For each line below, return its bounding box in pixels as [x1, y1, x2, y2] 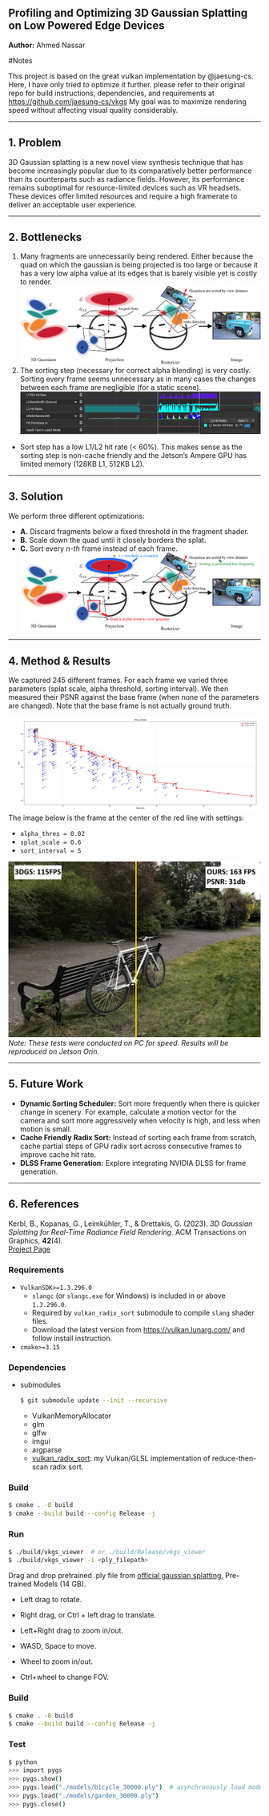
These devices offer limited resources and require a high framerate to [8, 191, 238, 201]
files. [31, 1316, 49, 1326]
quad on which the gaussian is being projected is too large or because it [19, 260, 259, 270]
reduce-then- [211, 1453, 257, 1464]
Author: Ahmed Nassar [8, 40, 86, 50]
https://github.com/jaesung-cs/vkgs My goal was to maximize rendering [8, 96, 247, 106]
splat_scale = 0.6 [19, 838, 82, 847]
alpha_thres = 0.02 [19, 830, 86, 838]
